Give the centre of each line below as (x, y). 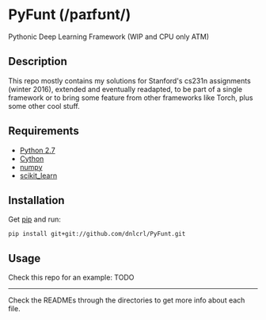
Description (38, 62)
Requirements (44, 131)
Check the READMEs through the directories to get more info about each (127, 300)
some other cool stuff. (44, 106)
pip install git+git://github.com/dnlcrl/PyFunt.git (97, 234)
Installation (36, 200)
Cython (32, 158)
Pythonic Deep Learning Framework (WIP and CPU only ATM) (109, 37)
